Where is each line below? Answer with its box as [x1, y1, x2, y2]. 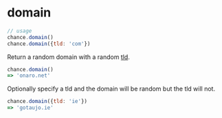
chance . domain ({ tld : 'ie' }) [7, 98, 88, 105]
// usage [7, 27, 32, 34]
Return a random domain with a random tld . [7, 53, 131, 61]
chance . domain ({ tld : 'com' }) [7, 40, 91, 47]
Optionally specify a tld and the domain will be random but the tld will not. [7, 84, 215, 93]
